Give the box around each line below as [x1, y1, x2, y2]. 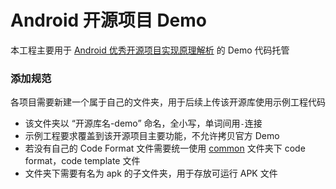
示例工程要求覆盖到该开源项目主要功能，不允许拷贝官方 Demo [24, 130, 280, 142]
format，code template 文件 [24, 155, 141, 167]
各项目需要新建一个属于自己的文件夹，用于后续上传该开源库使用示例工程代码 [10, 96, 326, 108]
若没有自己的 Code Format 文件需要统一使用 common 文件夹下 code [24, 142, 306, 155]
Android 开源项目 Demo [10, 9, 208, 32]
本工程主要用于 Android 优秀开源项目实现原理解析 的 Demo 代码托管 [10, 44, 290, 56]
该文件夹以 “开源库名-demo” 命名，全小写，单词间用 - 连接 [24, 117, 263, 130]
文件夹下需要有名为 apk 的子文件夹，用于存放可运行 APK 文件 [24, 167, 278, 180]
